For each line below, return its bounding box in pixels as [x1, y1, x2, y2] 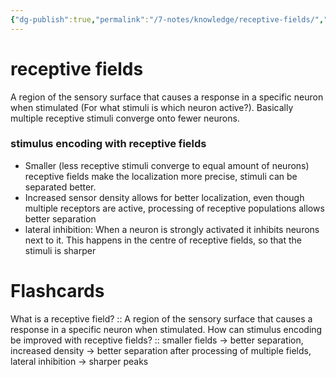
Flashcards [10, 280, 105, 303]
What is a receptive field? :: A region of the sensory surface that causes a [10, 312, 313, 325]
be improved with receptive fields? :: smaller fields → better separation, [10, 334, 304, 346]
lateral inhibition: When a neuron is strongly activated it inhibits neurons [24, 223, 320, 235]
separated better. [24, 181, 97, 193]
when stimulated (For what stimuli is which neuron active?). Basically [10, 101, 294, 113]
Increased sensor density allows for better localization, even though [24, 191, 305, 203]
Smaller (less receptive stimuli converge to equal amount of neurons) [24, 159, 310, 171]
